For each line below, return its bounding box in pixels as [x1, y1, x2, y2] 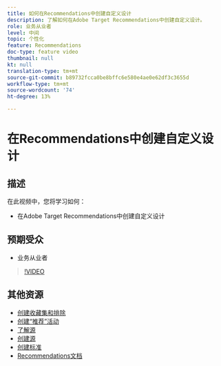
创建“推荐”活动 [17, 317, 60, 325]
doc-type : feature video [7, 49, 78, 56]
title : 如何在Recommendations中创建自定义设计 [7, 10, 132, 17]
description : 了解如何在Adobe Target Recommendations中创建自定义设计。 [7, 17, 205, 23]
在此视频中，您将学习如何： [7, 197, 86, 205]
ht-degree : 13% [7, 94, 51, 100]
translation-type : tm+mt [7, 67, 78, 74]
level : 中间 [7, 29, 39, 36]
